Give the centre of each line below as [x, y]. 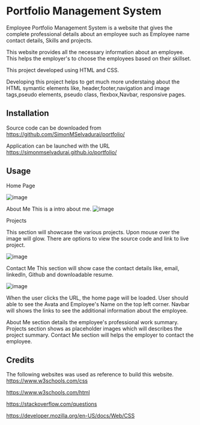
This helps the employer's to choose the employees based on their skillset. [99, 58]
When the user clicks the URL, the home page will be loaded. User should [97, 298]
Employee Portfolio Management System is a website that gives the [89, 28]
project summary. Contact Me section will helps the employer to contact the [100, 335]
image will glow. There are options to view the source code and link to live [98, 238]
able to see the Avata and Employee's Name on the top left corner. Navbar [98, 304]
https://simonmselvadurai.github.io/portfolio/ [62, 152]
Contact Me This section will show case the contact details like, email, [93, 268]
